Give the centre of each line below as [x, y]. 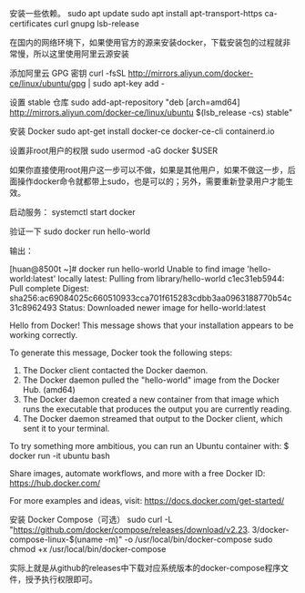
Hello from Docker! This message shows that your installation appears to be [152, 325]
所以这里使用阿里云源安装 [81, 54]
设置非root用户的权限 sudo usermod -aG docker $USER [114, 150]
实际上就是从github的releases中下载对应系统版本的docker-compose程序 [145, 568]
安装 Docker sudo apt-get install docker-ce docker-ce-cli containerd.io [142, 131]
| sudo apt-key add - [127, 83]
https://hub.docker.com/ [55, 483]
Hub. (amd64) [49, 389]
